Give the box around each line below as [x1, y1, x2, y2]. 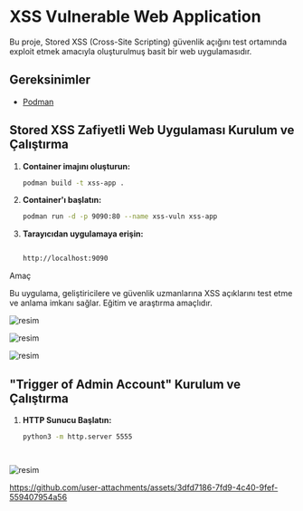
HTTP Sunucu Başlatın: [22, 415, 112, 425]
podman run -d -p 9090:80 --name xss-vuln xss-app [22, 212, 218, 221]
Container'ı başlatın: [22, 195, 102, 206]
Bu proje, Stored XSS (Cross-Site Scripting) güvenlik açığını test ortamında [9, 36, 288, 47]
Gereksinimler [9, 72, 91, 88]
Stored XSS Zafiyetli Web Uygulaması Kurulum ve [9, 122, 295, 138]
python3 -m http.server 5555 [22, 432, 133, 441]
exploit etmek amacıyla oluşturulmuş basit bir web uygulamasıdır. [9, 45, 252, 56]
